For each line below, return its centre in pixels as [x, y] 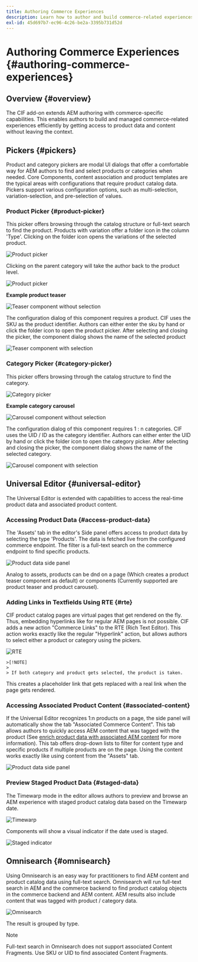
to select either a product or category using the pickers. [74, 640]
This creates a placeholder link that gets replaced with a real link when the [96, 684]
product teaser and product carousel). [52, 587]
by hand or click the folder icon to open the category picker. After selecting [97, 441]
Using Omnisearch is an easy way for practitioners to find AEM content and [98, 875]
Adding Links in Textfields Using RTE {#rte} [69, 602]
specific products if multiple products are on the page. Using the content [94, 750]
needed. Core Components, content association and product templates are [97, 177]
